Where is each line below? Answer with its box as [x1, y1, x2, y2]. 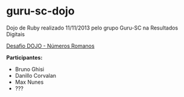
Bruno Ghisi [14, 65, 45, 73]
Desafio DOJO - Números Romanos [6, 42, 95, 49]
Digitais [6, 30, 25, 37]
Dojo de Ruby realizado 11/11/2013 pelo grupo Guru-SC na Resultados [6, 24, 179, 31]
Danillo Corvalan [14, 72, 56, 79]
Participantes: [6, 54, 43, 61]
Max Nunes [14, 78, 44, 86]
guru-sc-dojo [6, 4, 75, 18]
